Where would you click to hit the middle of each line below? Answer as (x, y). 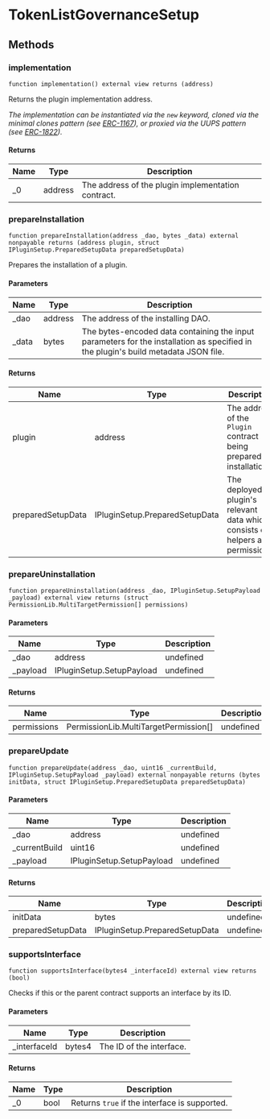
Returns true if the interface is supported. (149, 1103)
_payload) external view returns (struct (79, 598)
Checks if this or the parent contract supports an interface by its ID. (120, 993)
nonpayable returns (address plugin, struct (84, 243)
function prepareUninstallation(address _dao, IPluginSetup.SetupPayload (135, 591)
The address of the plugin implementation (160, 185)
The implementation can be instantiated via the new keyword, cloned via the (134, 114)
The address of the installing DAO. (146, 318)
